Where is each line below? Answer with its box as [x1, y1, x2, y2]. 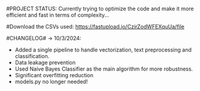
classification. [14, 53, 50, 59]
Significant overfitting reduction [14, 72, 94, 78]
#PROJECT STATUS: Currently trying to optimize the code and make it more [6, 5, 194, 12]
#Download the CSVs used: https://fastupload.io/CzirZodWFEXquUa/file [6, 23, 185, 30]
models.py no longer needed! [14, 78, 88, 85]
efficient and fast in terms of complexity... [6, 11, 109, 19]
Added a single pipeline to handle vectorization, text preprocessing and [14, 46, 192, 53]
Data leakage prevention [14, 59, 76, 66]
